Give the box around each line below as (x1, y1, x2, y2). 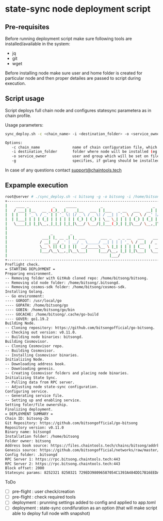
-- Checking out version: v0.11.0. (5, 330, 77, 335)
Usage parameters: (5, 122, 44, 128)
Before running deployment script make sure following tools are (5, 36, 132, 41)
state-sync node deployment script (5, 3, 151, 15)
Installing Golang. (5, 289, 45, 294)
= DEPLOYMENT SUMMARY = (5, 411, 53, 416)
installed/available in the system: (5, 41, 70, 47)
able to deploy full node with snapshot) (12, 510, 91, 517)
